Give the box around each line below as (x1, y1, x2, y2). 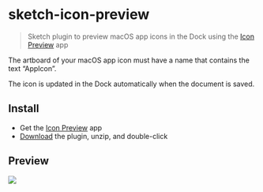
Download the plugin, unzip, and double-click (19, 131, 168, 141)
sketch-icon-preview (8, 6, 150, 24)
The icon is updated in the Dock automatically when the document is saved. (8, 79, 255, 88)
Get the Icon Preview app (19, 122, 103, 132)
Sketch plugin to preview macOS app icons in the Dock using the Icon (27, 32, 255, 41)
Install (8, 102, 39, 115)
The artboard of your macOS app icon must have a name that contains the (8, 55, 250, 65)
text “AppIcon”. (8, 63, 57, 73)
